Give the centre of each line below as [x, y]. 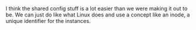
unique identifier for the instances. [48, 21]
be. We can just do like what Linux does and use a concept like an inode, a [98, 15]
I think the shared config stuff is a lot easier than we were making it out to [96, 9]
